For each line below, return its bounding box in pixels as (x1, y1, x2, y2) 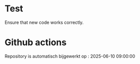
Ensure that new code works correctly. (4, 19, 84, 25)
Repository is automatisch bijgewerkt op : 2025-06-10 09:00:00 (4, 53, 135, 59)
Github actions (4, 37, 67, 48)
